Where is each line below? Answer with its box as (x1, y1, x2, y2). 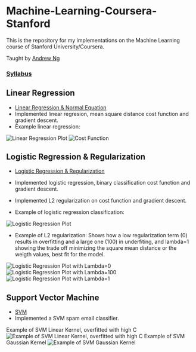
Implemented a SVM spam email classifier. (14, 315, 119, 322)
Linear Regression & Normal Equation (14, 103, 107, 111)
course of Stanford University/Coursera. (6, 43, 105, 50)
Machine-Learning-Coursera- (6, 4, 157, 18)
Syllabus (6, 69, 32, 78)
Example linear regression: (14, 123, 80, 130)
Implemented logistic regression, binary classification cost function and (14, 179, 191, 186)
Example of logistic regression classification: (14, 209, 125, 216)
